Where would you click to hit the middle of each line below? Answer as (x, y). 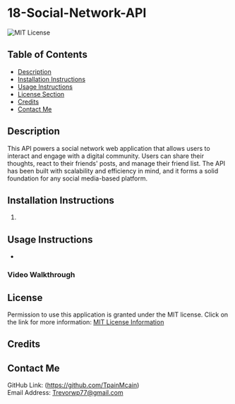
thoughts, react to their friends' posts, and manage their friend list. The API (116, 163)
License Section (41, 94)
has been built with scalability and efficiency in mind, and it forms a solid (113, 171)
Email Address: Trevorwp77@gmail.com (65, 393)
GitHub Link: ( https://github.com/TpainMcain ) (73, 385)
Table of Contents (48, 55)
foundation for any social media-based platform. (78, 178)
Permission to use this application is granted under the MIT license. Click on (118, 314)
